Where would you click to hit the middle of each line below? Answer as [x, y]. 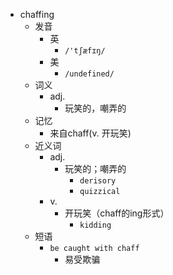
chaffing [37, 14]
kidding [95, 225]
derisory [98, 181]
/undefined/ [89, 74]
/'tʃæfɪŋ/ [85, 51]
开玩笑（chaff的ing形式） [117, 213]
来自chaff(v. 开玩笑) [90, 133]
